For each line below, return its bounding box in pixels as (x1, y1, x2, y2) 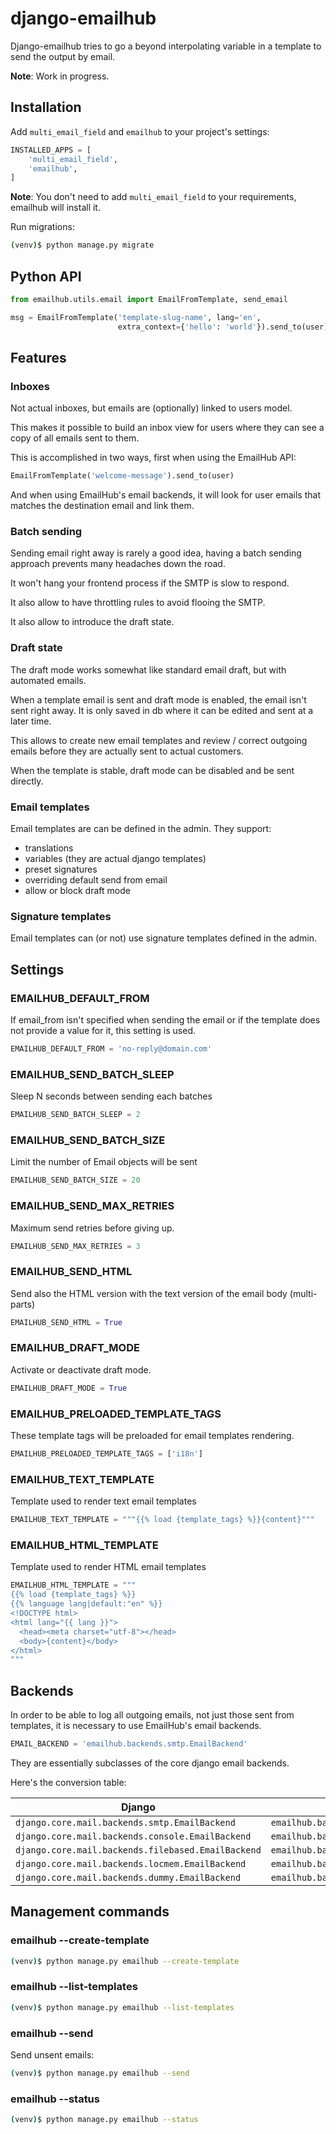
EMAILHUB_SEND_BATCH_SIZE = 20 (10, 1175, 141, 1186)
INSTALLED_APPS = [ (10, 145, 92, 155)
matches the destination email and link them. (10, 500, 195, 512)
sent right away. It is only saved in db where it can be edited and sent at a (10, 704, 314, 716)
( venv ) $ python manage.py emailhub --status (10, 2115, 199, 2125)
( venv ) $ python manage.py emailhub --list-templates (10, 2002, 235, 2012)
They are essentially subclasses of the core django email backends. (10, 1757, 290, 1769)
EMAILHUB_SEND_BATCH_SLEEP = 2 (10, 1110, 141, 1120)
